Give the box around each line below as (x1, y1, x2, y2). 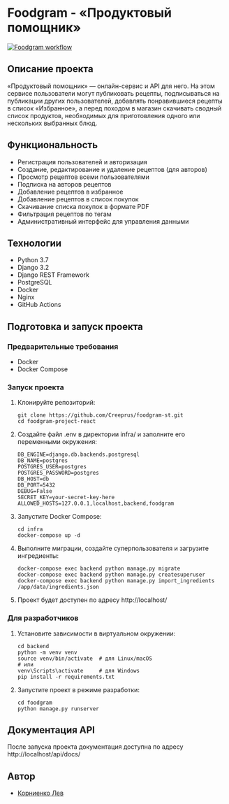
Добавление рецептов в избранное (17, 187, 124, 196)
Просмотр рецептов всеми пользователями (17, 173, 150, 181)
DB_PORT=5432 (17, 482, 56, 489)
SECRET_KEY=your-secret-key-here (17, 494, 115, 501)
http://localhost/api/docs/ (7, 750, 81, 759)
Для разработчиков (7, 613, 79, 623)
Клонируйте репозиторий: (17, 399, 96, 407)
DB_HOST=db (17, 475, 50, 483)
